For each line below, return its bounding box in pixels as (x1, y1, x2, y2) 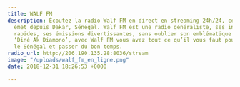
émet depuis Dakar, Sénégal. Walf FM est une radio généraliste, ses (14, 23, 225, 30)
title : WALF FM (7, 10, 53, 18)
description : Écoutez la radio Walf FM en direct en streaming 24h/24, (7, 17, 225, 24)
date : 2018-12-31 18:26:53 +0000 (7, 63, 107, 70)
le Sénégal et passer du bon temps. (14, 43, 123, 50)
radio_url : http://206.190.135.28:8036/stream (7, 50, 149, 57)
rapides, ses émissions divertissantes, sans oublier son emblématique (14, 30, 232, 37)
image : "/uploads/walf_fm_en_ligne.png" (7, 57, 130, 64)
